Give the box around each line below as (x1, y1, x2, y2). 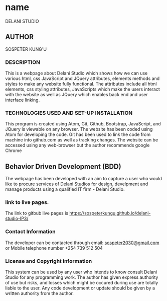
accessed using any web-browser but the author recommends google (5, 142, 150, 148)
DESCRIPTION (5, 58, 41, 65)
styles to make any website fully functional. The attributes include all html (5, 81, 157, 87)
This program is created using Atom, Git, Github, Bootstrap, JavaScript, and (5, 121, 161, 127)
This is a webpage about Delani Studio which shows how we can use (5, 70, 148, 77)
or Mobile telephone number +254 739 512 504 (5, 245, 103, 251)
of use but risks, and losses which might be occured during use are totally (5, 280, 158, 286)
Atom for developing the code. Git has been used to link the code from (5, 131, 151, 137)
